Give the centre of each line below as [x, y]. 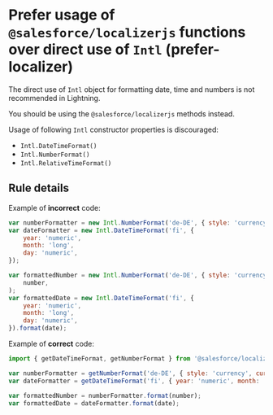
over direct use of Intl [85, 50]
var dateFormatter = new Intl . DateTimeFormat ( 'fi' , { [102, 230]
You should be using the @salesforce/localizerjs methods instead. [122, 114]
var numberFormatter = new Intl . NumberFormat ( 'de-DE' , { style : [119, 223]
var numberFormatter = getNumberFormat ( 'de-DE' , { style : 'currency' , [130, 373]
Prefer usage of [62, 15]
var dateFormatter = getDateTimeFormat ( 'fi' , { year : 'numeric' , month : [134, 381]
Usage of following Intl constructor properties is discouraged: [114, 129]
